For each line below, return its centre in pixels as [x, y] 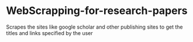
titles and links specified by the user [50, 33]
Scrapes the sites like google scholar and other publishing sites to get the [94, 27]
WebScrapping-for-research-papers [97, 11]
